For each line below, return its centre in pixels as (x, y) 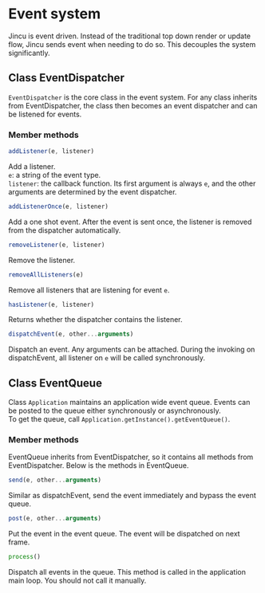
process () (25, 557)
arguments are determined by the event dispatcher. (93, 191)
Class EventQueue (55, 383)
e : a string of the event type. (55, 175)
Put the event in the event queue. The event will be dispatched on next (125, 534)
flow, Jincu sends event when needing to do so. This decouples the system (132, 44)
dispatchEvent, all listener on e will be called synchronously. (107, 358)
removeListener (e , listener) (57, 245)
